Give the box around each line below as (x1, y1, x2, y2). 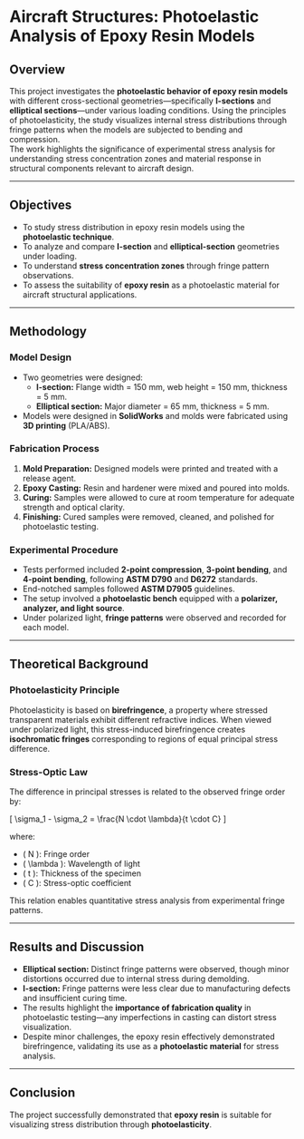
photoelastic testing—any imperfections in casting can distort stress (22, 1011, 278, 1022)
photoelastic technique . (22, 231, 115, 242)
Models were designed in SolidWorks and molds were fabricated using (22, 410, 289, 421)
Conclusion (9, 1085, 76, 1101)
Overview (9, 62, 66, 77)
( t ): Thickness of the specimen (22, 868, 142, 879)
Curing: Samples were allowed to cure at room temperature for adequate (22, 492, 295, 502)
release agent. (22, 472, 77, 483)
